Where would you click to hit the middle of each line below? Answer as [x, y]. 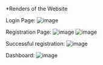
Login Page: [21, 20]
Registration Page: [29, 32]
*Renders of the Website [37, 9]
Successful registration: [35, 44]
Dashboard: [20, 55]
